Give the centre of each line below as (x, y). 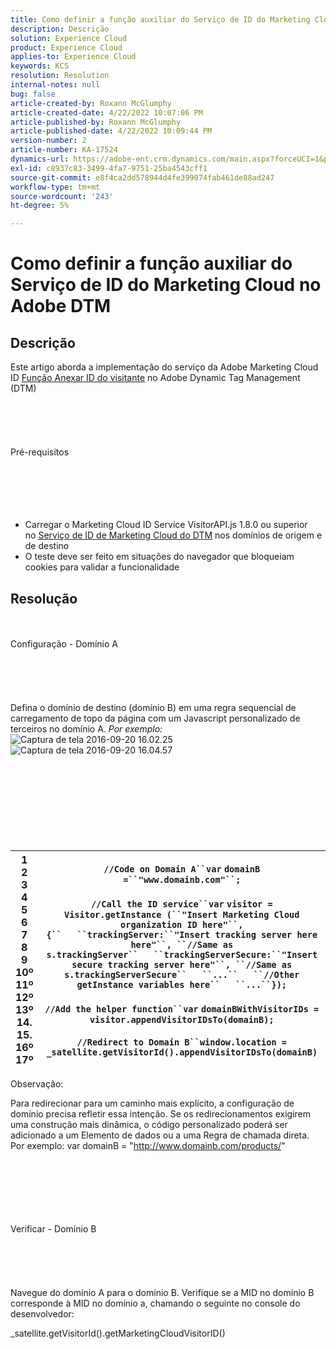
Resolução (44, 598)
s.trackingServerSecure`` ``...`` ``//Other (182, 974)
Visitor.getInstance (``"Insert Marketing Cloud (182, 914)
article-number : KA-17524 (64, 150)
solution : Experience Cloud (69, 38)
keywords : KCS (40, 66)
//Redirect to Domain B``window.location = (182, 1042)
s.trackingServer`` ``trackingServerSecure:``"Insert (182, 954)
